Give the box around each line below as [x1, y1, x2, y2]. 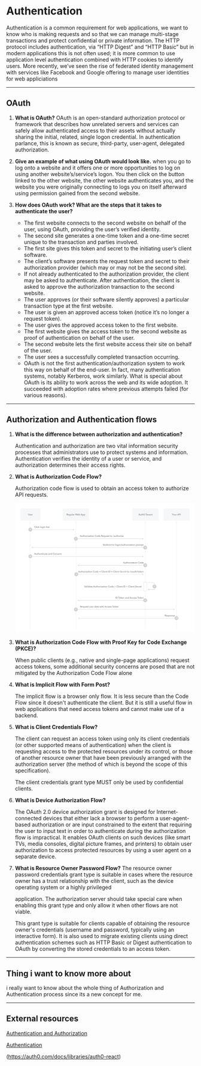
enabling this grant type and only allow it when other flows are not [14, 902, 178, 909]
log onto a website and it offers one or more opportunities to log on [14, 164, 181, 171]
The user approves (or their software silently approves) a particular [23, 295, 190, 303]
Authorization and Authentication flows [6, 414, 157, 425]
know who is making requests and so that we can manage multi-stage [6, 30, 179, 37]
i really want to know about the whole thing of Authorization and [6, 984, 165, 992]
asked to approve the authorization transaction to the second [23, 283, 175, 290]
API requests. [14, 491, 48, 498]
